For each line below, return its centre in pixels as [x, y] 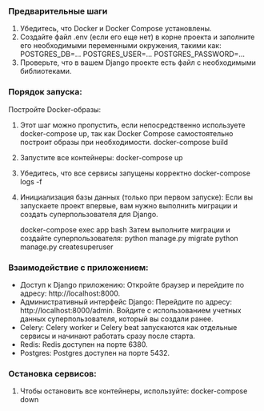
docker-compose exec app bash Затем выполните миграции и [125, 229]
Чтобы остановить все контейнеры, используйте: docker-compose [134, 391]
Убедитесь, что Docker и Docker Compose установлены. [116, 29]
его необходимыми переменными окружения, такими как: [120, 46]
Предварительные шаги [58, 11]
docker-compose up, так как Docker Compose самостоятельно [126, 133]
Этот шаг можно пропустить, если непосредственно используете [132, 125]
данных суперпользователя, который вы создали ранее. [116, 319]
